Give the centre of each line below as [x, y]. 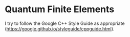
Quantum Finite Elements [60, 9]
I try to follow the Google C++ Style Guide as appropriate [65, 23]
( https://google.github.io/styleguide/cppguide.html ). [60, 28]
